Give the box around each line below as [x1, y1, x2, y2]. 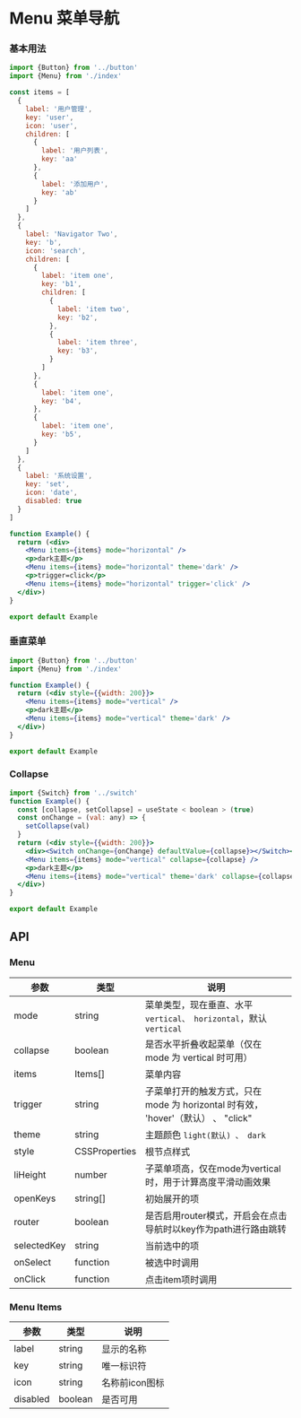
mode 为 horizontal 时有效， [144, 1098, 264, 1110]
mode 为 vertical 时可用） [144, 1051, 253, 1064]
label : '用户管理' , [25, 104, 92, 113]
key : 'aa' [41, 154, 78, 164]
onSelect [13, 1256, 52, 1268]
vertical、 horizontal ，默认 [144, 1012, 267, 1024]
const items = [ [9, 88, 70, 97]
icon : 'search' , [25, 246, 87, 256]
